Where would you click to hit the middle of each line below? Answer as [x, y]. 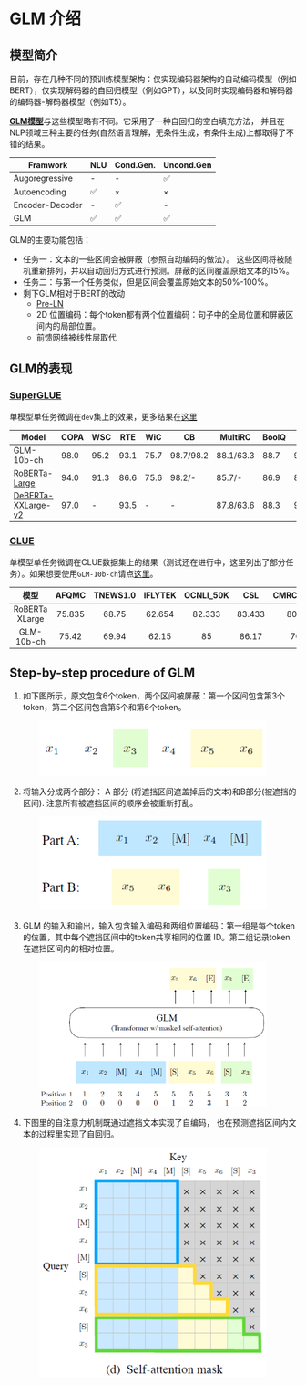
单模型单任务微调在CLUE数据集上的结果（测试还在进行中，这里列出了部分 [148, 561]
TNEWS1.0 [115, 595]
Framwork [48, 164]
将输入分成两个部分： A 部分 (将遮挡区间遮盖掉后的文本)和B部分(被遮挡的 [159, 792]
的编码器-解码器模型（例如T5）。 [70, 102]
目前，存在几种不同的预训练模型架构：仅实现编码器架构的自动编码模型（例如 [153, 79]
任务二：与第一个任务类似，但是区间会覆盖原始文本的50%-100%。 [148, 282]
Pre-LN [50, 304]
